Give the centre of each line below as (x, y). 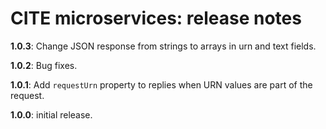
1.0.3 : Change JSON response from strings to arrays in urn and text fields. (163, 46)
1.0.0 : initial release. (51, 114)
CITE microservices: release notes (156, 18)
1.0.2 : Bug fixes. (44, 65)
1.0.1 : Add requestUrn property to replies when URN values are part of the (161, 84)
